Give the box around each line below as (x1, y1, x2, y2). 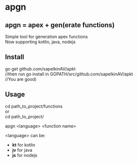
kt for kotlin (12, 142, 35, 147)
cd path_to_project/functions (5, 103, 63, 109)
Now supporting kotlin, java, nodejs (5, 39, 76, 45)
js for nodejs (12, 152, 37, 158)
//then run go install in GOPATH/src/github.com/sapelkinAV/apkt (5, 71, 133, 77)
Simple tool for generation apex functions (5, 34, 88, 39)
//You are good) (5, 76, 37, 82)
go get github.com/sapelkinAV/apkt (5, 66, 76, 72)
